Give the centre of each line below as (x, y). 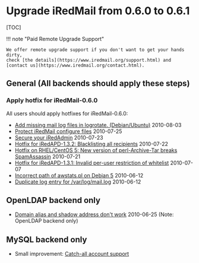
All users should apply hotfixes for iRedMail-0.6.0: (67, 113)
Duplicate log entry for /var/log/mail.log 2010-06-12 (78, 182)
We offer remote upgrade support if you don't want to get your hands (95, 50)
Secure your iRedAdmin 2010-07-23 (59, 137)
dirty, (14, 55)
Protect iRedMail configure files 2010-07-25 (68, 131)
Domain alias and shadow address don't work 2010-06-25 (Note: (94, 214)
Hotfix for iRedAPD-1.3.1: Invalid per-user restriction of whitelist (92, 163)
